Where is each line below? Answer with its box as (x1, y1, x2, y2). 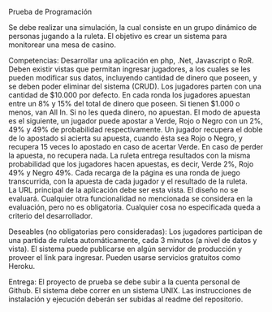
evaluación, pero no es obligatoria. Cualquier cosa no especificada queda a (8, 202, 261, 212)
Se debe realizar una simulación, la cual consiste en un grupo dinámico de (8, 23, 257, 32)
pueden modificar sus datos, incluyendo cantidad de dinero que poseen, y (8, 73, 257, 82)
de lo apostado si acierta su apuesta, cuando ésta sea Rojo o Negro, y (8, 133, 244, 143)
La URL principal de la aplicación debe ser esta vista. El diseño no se (8, 185, 239, 194)
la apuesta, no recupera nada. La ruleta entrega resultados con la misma (8, 150, 251, 160)
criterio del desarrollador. (8, 211, 93, 220)
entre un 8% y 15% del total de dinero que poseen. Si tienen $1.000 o (8, 99, 240, 108)
